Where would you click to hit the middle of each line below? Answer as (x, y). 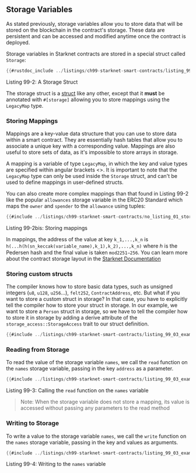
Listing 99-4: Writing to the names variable (56, 464)
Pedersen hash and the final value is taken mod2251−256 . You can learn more (97, 252)
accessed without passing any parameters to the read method (95, 408)
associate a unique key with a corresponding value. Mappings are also (91, 146)
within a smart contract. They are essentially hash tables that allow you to (94, 139)
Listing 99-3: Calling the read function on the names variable (77, 390)
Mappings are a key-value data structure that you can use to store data (91, 133)
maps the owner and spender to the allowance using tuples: (76, 206)
